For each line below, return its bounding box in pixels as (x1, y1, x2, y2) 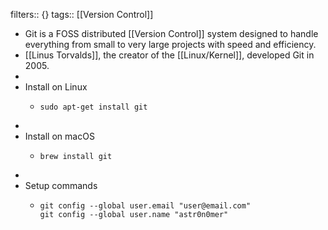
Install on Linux (24, 81, 88, 93)
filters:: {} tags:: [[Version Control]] (10, 9, 154, 20)
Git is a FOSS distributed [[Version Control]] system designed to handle (24, 28, 319, 39)
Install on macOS (24, 130, 95, 142)
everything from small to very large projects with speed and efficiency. (24, 39, 317, 50)
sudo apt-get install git (39, 102, 148, 112)
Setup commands (24, 180, 98, 191)
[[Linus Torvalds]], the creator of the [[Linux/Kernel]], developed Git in (24, 49, 315, 61)
